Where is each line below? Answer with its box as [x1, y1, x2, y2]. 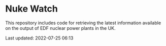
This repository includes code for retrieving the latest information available [5, 20, 161, 26]
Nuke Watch [5, 3, 58, 15]
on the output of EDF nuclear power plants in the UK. [5, 25, 116, 31]
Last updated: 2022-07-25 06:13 [5, 35, 74, 41]
